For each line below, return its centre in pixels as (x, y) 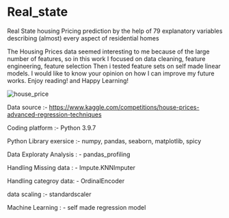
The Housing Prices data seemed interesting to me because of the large (108, 51)
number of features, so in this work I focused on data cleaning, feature (106, 58)
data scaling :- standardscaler (49, 194)
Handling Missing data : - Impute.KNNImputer (71, 167)
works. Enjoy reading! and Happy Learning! (68, 80)
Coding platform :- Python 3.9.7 (52, 128)
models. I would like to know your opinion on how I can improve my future (111, 73)
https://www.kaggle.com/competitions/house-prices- (124, 107)
